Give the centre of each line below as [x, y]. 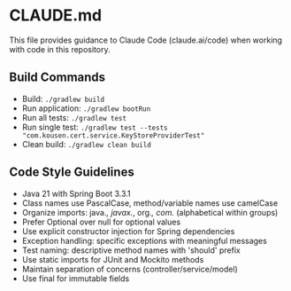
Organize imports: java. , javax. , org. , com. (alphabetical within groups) [150, 212]
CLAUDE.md [56, 16]
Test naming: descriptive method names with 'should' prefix [131, 250]
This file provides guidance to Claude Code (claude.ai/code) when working [146, 40]
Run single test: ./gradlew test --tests [95, 127]
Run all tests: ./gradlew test [74, 117]
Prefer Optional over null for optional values [101, 222]
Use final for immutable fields [76, 278]
